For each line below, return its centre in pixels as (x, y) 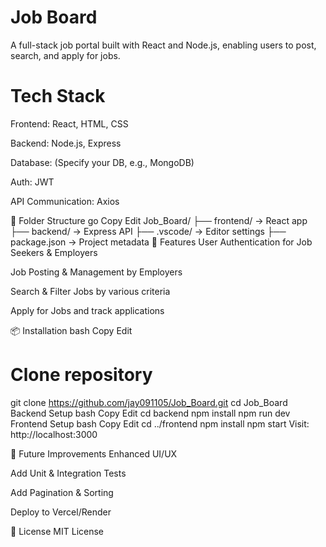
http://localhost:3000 (54, 434)
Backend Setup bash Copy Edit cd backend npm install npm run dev (150, 413)
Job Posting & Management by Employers (96, 272)
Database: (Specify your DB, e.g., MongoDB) (102, 162)
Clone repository (81, 375)
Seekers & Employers (54, 252)
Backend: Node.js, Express (66, 143)
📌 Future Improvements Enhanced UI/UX (94, 453)
